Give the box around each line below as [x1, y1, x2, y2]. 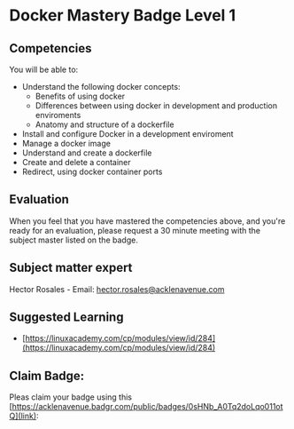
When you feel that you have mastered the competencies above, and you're [9, 215, 286, 226]
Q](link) [9, 410, 37, 422]
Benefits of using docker [35, 91, 126, 101]
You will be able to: [9, 64, 79, 75]
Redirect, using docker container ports [21, 166, 163, 177]
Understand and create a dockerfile [21, 147, 152, 158]
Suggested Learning [9, 310, 124, 325]
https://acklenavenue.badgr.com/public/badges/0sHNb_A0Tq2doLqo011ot [12, 401, 283, 412]
